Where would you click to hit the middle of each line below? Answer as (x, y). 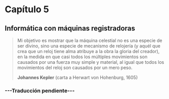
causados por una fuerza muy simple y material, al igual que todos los (91, 62)
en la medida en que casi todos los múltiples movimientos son (82, 57)
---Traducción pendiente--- (40, 90)
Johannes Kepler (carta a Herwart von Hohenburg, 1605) (77, 77)
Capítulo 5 (27, 9)
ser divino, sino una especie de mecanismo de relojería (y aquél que (89, 46)
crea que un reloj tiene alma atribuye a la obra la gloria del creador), (88, 51)
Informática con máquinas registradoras (70, 28)
